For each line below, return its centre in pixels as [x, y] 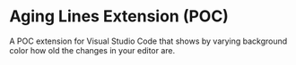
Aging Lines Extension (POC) [119, 16]
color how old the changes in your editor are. [92, 50]
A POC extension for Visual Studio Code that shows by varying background [148, 41]
